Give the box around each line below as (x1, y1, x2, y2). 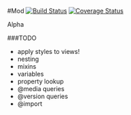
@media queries (17, 85, 65, 93)
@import (17, 100, 43, 108)
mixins (17, 62, 37, 70)
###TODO (7, 34, 37, 42)
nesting (17, 55, 40, 63)
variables (17, 70, 44, 78)
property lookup (17, 77, 64, 86)
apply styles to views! (17, 48, 80, 55)
